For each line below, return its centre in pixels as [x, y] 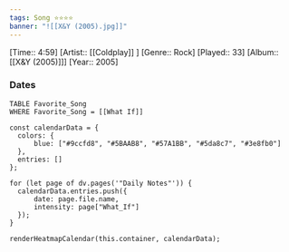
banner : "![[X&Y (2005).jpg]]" [68, 26]
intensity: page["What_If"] [87, 207]
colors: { [36, 136]
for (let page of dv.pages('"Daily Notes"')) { [101, 183]
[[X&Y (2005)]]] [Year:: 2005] [64, 62]
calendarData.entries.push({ [72, 191]
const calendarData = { [54, 128]
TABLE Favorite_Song [48, 104]
